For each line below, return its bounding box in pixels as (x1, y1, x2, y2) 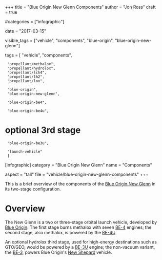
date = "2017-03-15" (5, 28, 46, 34)
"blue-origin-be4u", (7, 109, 49, 113)
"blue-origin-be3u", (7, 141, 49, 146)
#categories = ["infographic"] (5, 19, 64, 24)
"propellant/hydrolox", (7, 66, 56, 71)
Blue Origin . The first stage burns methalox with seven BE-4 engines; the (5, 224, 152, 230)
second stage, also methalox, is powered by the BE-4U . (5, 229, 117, 235)
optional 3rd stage (5, 125, 81, 136)
